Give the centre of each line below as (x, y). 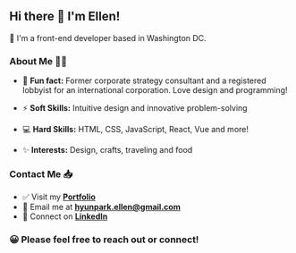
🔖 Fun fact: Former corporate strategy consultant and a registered (144, 80)
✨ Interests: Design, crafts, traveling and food (107, 150)
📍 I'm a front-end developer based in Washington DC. (108, 38)
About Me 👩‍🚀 (38, 61)
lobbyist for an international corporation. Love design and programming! (155, 90)
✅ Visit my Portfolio (59, 197)
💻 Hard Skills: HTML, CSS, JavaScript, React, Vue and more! (135, 130)
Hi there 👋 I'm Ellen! (65, 17)
